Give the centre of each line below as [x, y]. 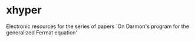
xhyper [24, 10]
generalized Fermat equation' [42, 32]
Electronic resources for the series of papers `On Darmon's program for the [98, 26]
